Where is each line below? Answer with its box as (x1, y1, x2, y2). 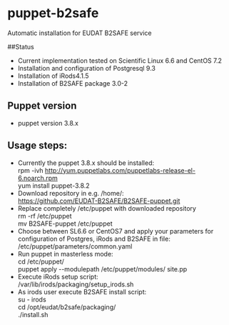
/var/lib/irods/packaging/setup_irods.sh (17, 280, 134, 289)
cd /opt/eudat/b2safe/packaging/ (17, 302, 116, 311)
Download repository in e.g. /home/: (17, 189, 124, 197)
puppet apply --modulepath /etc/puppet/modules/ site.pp (17, 264, 188, 273)
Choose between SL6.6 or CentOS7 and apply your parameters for (17, 226, 214, 235)
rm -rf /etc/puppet (17, 211, 72, 220)
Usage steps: (7, 139, 68, 151)
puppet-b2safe (7, 5, 99, 21)
